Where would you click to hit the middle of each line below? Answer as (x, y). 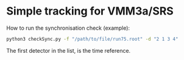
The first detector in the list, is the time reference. (69, 50)
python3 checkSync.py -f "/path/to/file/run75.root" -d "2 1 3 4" (92, 39)
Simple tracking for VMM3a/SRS (90, 11)
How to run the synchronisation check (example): (68, 28)
